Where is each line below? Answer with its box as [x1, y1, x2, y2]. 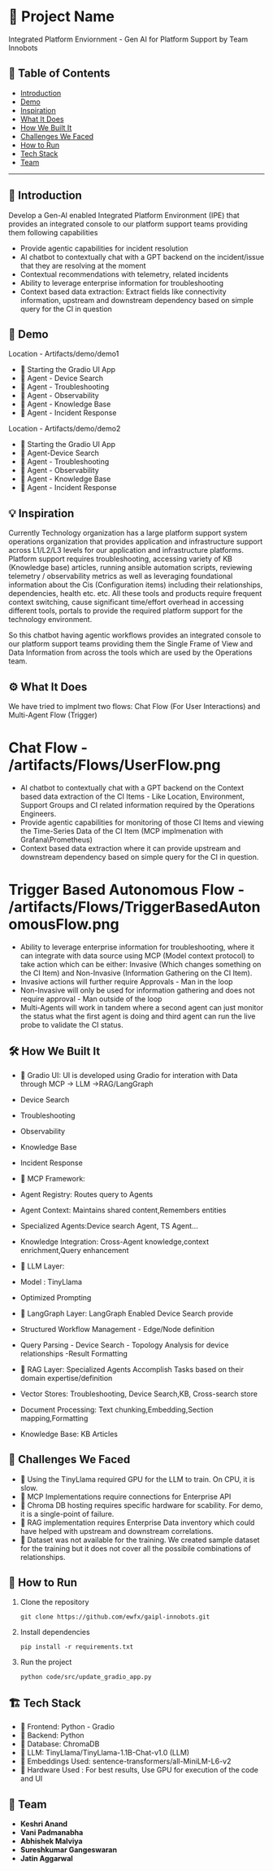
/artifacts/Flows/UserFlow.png [8, 756, 221, 774]
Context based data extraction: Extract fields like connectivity [19, 287, 227, 296]
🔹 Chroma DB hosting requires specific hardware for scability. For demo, [19, 1500, 263, 1510]
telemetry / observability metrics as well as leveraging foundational [8, 572, 233, 581]
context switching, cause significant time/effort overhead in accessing [8, 598, 245, 607]
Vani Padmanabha [19, 1827, 84, 1837]
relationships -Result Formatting [19, 1348, 128, 1358]
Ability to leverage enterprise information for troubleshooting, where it [19, 942, 254, 952]
